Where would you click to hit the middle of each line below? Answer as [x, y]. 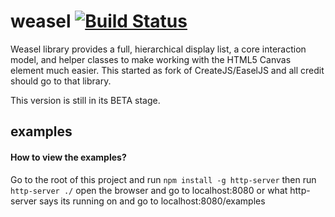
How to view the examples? [68, 157]
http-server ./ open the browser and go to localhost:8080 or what [149, 190]
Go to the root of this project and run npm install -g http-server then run [163, 179]
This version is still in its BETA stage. [85, 100]
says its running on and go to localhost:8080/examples [152, 201]
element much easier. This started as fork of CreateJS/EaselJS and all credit [167, 70]
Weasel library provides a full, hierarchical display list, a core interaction [158, 49]
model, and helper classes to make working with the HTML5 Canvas [151, 59]
